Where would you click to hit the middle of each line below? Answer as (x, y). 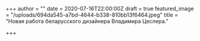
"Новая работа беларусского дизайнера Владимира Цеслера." (87, 21)
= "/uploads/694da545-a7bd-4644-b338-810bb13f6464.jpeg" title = (92, 15)
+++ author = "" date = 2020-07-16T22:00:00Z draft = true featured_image (100, 9)
